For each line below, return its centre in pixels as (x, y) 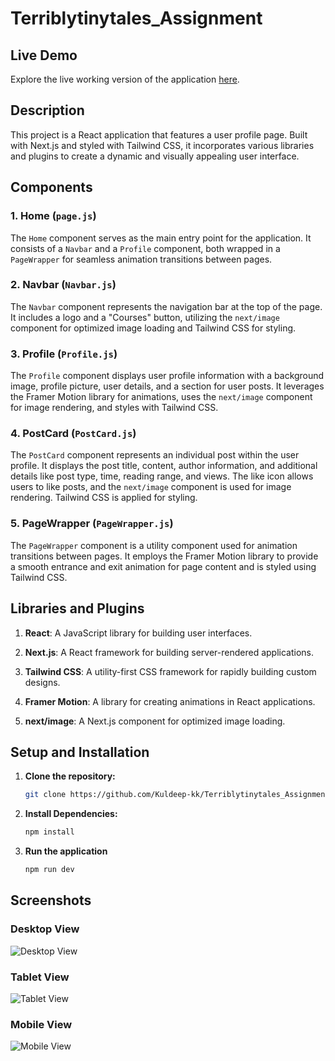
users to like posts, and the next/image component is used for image (151, 487)
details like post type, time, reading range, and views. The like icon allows (162, 476)
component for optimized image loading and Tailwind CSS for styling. (153, 328)
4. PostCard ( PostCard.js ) (73, 434)
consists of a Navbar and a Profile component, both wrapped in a (145, 248)
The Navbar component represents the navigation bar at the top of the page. (166, 306)
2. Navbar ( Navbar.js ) (63, 285)
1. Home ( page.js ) (53, 216)
